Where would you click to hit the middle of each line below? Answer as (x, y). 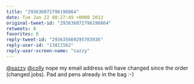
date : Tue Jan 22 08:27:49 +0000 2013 (55, 17)
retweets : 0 (21, 28)
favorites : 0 (23, 34)
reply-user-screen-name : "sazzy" (48, 51)
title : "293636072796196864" (43, 12)
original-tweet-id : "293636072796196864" (59, 23)
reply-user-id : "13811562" (40, 46)
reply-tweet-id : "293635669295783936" (55, 40)
